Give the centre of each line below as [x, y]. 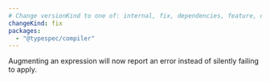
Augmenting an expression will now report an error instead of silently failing [133, 61]
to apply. [23, 70]
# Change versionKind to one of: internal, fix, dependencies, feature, [133, 16]
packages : [25, 31]
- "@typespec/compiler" [55, 38]
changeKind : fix [35, 23]
